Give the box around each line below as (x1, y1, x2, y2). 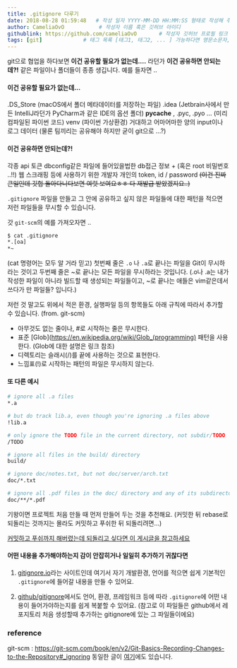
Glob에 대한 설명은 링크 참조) (35, 342, 115, 351)
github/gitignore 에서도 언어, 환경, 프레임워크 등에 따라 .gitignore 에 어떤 (17, 592, 220, 601)
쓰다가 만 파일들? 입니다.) (7, 286, 77, 294)
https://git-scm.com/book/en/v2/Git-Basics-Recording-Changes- (35, 644, 225, 652)
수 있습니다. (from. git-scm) (7, 309, 85, 318)
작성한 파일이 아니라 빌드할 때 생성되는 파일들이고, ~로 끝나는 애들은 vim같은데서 (7, 276, 229, 285)
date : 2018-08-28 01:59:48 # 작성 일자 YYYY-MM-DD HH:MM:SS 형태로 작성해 (7, 17, 224, 24)
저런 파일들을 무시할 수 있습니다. (7, 203, 97, 211)
